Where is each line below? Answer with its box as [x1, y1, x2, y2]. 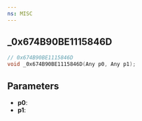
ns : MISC [7, 10, 33, 17]
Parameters [7, 80, 59, 92]
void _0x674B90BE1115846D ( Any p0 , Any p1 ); [7, 60, 136, 68]
